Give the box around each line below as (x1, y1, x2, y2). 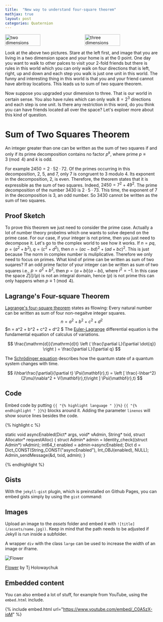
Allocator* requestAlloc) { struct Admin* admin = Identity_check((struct (5, 436, 147, 442)
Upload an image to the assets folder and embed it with (5, 521, 116, 527)
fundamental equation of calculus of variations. (5, 331, 100, 337)
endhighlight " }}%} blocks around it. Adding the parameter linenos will (5, 407, 151, 413)
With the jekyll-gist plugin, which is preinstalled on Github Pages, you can (5, 489, 157, 494)
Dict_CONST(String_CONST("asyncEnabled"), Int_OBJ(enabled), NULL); (5, 447, 149, 453)
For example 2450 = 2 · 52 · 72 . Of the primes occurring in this (5, 166, 130, 171)
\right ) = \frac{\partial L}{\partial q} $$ (43, 346, 121, 352)
